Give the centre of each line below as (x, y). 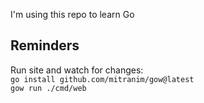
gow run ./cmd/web (48, 88)
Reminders (45, 45)
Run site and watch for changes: (77, 70)
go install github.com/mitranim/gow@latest (102, 79)
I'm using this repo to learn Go (72, 14)
